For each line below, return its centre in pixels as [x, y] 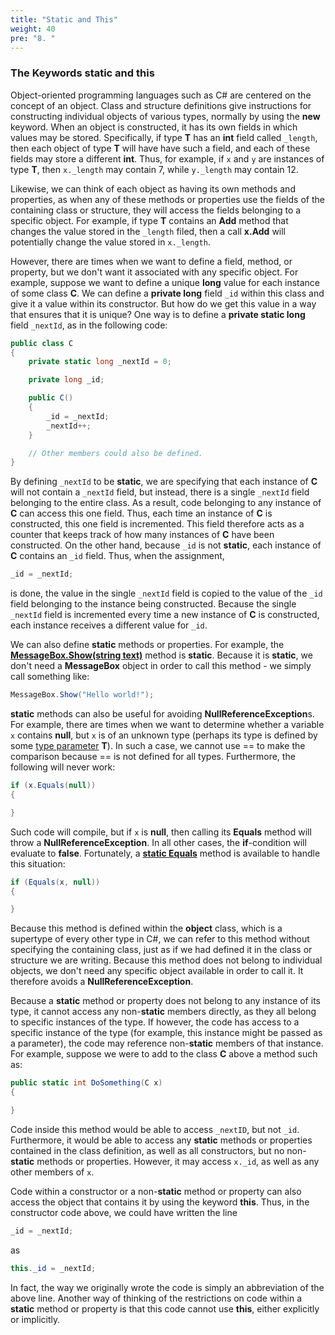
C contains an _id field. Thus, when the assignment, [117, 556]
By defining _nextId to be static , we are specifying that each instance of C [164, 482]
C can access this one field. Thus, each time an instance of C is [141, 513]
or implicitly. [35, 1319]
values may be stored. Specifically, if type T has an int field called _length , [164, 137]
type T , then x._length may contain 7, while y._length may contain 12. [154, 169]
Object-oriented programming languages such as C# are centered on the [161, 95]
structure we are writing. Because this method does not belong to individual [166, 960]
